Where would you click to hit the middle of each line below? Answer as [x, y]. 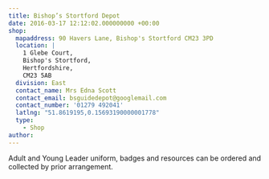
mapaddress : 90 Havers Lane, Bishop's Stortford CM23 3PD [115, 38]
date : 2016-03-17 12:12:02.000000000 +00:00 [84, 23]
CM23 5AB [37, 75]
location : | [36, 46]
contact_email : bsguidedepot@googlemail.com [91, 98]
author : [21, 135]
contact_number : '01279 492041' [70, 105]
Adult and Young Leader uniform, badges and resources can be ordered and [135, 158]
